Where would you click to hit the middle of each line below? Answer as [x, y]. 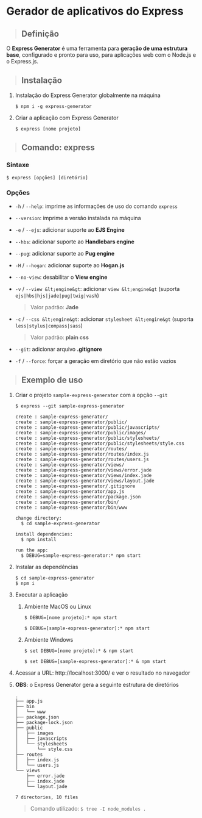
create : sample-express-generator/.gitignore [75, 486]
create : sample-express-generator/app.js [70, 491]
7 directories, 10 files [47, 797]
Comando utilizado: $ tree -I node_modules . [88, 808]
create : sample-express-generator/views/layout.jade [85, 481]
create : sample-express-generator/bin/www [71, 508]
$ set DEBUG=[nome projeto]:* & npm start [79, 651]
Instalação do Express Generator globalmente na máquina [88, 95]
